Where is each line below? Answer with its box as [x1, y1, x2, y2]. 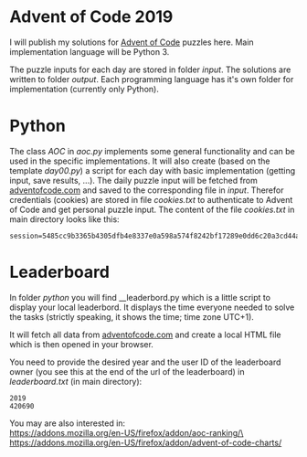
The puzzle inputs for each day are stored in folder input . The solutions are [9, 64, 291, 75]
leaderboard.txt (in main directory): [9, 376, 143, 387]
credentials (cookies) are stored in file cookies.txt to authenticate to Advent [9, 194, 293, 205]
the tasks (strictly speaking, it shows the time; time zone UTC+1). [9, 311, 254, 322]
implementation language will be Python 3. [9, 46, 170, 57]
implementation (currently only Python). [9, 83, 160, 94]
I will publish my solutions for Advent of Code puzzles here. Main [9, 37, 254, 48]
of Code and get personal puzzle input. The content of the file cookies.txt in [9, 204, 295, 215]
